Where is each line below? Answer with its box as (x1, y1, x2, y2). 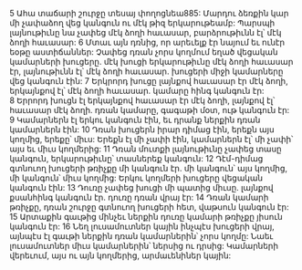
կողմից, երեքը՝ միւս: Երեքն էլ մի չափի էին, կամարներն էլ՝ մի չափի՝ (9, 134, 294, 144)
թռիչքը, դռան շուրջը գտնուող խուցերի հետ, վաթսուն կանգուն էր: (9, 202, 289, 213)
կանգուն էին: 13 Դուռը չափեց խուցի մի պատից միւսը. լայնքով (9, 182, 274, 192)
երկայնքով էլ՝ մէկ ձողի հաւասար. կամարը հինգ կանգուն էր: (9, 86, 265, 96)
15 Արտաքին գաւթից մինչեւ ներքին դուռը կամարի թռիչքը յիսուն (9, 212, 283, 222)
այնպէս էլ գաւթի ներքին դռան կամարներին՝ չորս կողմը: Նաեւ (9, 231, 274, 241)
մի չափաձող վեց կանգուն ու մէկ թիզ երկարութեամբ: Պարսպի (9, 17, 276, 28)
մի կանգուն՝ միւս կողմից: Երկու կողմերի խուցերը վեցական (9, 172, 263, 183)
